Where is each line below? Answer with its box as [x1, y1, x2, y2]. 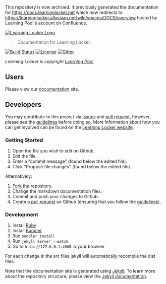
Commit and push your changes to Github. [12, 193, 99, 199]
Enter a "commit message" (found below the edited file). [12, 158, 127, 164]
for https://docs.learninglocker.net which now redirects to [5, 9, 123, 15]
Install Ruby [12, 222, 36, 228]
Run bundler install [12, 233, 55, 239]
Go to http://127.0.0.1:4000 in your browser [12, 243, 105, 250]
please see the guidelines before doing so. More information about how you [5, 119, 160, 125]
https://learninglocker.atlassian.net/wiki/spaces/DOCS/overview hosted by [5, 15, 158, 20]
